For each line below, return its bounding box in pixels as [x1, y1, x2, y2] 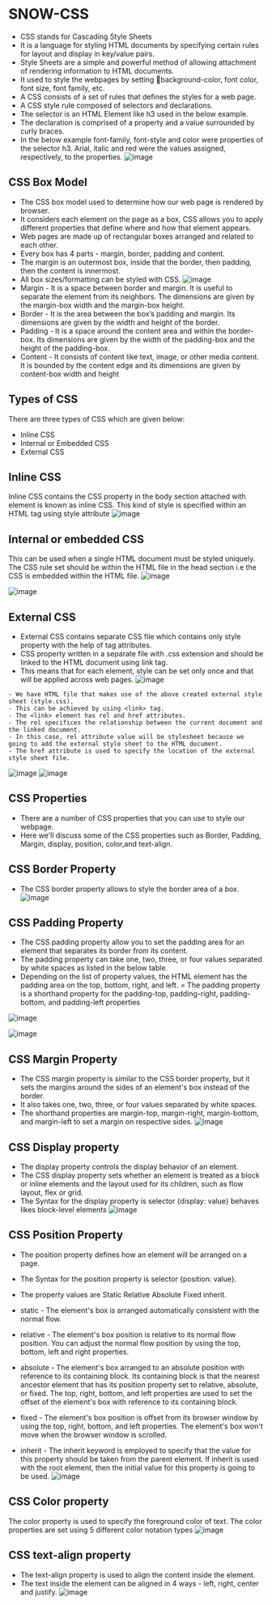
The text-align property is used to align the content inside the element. [19, 1569, 256, 1579]
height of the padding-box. [19, 343, 111, 353]
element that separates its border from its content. [19, 946, 189, 956]
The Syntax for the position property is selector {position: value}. [19, 1274, 237, 1284]
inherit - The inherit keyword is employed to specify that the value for [19, 1446, 252, 1455]
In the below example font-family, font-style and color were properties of [19, 134, 264, 144]
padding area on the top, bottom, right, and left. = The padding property [19, 980, 261, 990]
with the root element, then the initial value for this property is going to [19, 1463, 256, 1472]
